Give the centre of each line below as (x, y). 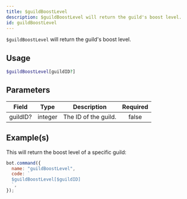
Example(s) (28, 138)
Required (135, 107)
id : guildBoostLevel (32, 23)
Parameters (28, 90)
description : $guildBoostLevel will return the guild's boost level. (94, 17)
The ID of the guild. (90, 117)
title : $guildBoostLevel (37, 12)
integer (47, 117)
